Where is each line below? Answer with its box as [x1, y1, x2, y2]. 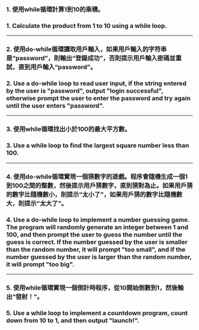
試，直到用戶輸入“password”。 [6, 63, 97, 71]
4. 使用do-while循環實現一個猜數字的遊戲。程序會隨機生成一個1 [6, 172, 188, 181]
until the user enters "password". [6, 102, 105, 110]
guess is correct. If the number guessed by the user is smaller [6, 238, 188, 246]
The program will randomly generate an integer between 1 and [6, 223, 188, 231]
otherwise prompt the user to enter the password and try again [6, 94, 191, 102]
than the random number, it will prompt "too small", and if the [6, 245, 186, 253]
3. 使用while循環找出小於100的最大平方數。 [6, 125, 131, 133]
